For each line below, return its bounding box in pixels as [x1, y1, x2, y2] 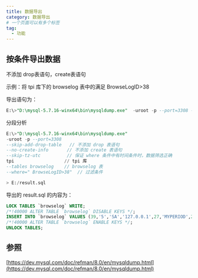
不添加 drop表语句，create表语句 [6, 70, 87, 77]
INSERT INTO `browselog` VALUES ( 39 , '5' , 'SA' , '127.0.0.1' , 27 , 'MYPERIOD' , [6, 214, 192, 220]
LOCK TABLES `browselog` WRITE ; [6, 203, 85, 209]
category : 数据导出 [6, 14, 51, 20]
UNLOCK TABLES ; [6, 225, 44, 231]
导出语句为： [6, 96, 37, 103]
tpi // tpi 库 [6, 158, 87, 164]
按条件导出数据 [6, 54, 61, 64]
